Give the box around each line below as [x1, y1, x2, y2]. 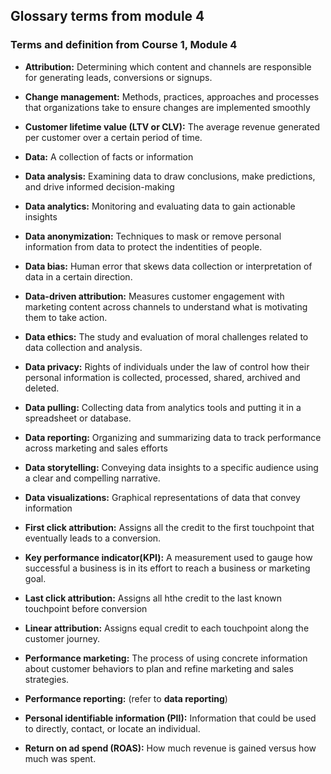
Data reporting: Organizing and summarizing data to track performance [24, 431, 322, 443]
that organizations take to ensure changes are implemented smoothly [24, 101, 311, 113]
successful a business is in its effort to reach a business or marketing [24, 562, 311, 574]
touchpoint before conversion [24, 602, 148, 614]
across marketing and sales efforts [24, 442, 168, 454]
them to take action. [24, 311, 108, 323]
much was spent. [24, 752, 97, 764]
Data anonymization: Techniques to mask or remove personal [24, 230, 282, 242]
